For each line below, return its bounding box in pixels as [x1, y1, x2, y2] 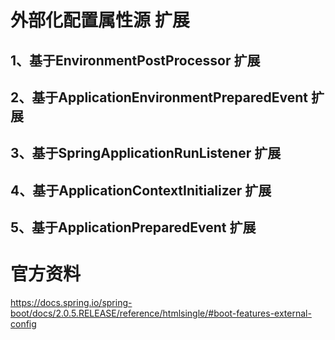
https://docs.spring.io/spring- [10, 297, 133, 309]
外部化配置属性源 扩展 [10, 9, 190, 32]
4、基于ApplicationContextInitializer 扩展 [10, 182, 272, 199]
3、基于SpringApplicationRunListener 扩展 [10, 145, 282, 162]
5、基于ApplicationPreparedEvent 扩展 [10, 219, 257, 236]
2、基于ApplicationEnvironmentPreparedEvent [10, 89, 308, 106]
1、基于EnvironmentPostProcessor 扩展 [10, 52, 261, 69]
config [10, 318, 37, 330]
